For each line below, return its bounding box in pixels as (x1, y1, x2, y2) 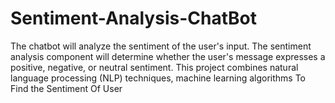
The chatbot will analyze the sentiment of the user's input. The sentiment (10, 40, 312, 52)
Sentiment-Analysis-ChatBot (10, 7, 257, 30)
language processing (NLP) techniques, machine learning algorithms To (10, 72, 307, 84)
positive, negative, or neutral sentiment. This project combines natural (10, 61, 299, 73)
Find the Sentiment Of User (10, 82, 123, 94)
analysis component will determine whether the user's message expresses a (10, 50, 326, 62)
